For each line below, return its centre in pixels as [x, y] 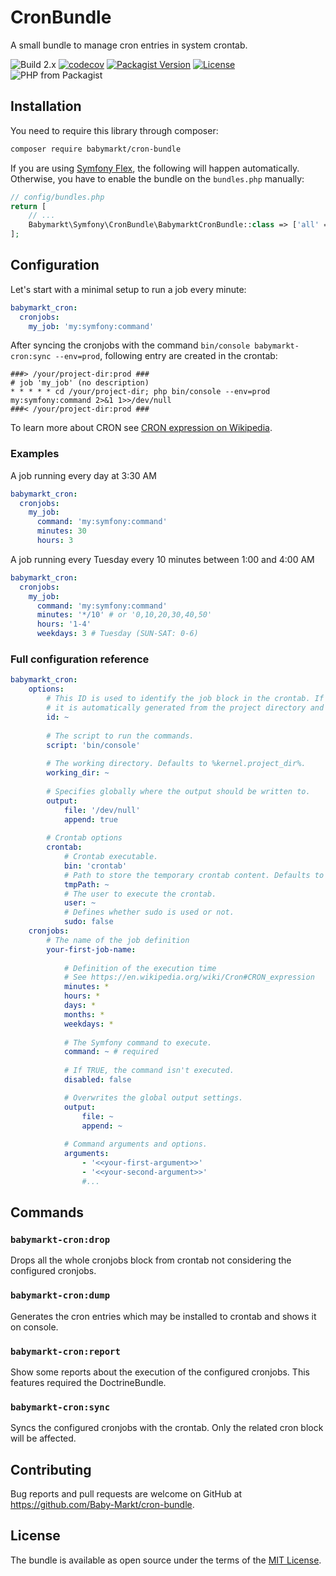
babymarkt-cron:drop [60, 1239]
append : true [90, 819]
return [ [28, 206]
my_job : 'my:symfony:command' [91, 326]
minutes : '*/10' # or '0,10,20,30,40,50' [124, 615]
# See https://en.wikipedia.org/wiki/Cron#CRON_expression [189, 977]
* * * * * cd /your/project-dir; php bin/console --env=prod [140, 392]
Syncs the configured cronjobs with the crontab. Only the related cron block [167, 1428]
